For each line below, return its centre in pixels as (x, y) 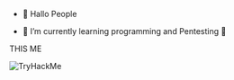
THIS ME (26, 49)
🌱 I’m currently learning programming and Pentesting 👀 (124, 31)
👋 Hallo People (49, 14)
